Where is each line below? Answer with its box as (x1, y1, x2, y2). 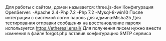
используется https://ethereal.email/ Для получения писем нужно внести (5, 25, 161, 31)
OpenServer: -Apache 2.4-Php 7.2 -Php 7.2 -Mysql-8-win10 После (5, 9, 143, 15)
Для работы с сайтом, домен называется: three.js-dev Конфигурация (5, 4, 154, 10)
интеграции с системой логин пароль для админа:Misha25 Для (5, 15, 141, 20)
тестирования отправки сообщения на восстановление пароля (5, 20, 141, 26)
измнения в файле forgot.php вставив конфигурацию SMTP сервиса (5, 31, 151, 36)
